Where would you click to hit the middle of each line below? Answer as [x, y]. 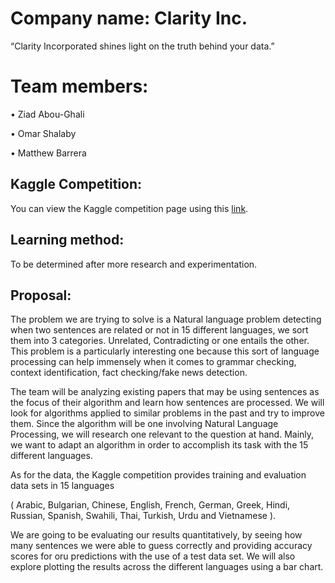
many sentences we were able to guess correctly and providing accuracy [161, 546]
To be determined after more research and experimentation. [134, 264]
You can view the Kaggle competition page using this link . [129, 208]
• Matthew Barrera [48, 153]
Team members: [79, 86]
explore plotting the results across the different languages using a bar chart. [167, 567]
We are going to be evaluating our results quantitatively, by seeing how [156, 535]
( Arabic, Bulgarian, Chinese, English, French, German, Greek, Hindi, [150, 505]
